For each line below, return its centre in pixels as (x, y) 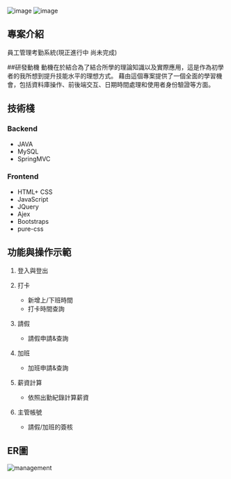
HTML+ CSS (35, 192)
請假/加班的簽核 (50, 427)
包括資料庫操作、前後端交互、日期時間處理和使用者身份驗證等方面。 (117, 84)
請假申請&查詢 (48, 338)
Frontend (23, 177)
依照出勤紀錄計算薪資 (58, 397)
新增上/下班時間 (50, 300)
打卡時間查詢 (46, 309)
